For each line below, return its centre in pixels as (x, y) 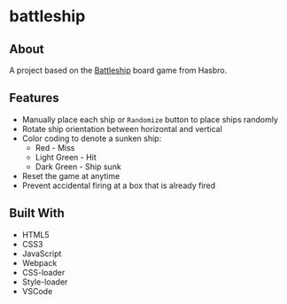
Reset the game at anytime (71, 175)
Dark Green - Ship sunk (78, 167)
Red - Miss (55, 147)
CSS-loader (43, 272)
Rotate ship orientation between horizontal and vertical (122, 129)
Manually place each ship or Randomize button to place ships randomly (150, 119)
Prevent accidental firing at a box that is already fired (119, 185)
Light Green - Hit (66, 157)
